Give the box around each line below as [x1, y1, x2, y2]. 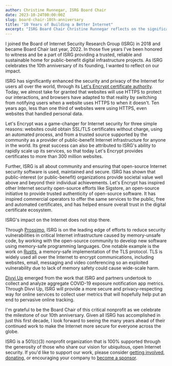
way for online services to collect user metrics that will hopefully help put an [5, 291, 166, 298]
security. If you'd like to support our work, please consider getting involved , [5, 350, 165, 356]
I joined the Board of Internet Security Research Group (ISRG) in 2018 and [5, 41, 161, 47]
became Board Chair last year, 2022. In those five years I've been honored [5, 46, 163, 52]
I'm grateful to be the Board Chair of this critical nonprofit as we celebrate [5, 306, 161, 313]
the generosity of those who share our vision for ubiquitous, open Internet [5, 344, 161, 350]
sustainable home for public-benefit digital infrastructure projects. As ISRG [5, 57, 163, 63]
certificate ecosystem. [5, 207, 53, 213]
